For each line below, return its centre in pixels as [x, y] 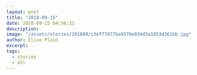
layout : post [23, 12]
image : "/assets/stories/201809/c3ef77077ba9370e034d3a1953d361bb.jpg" [99, 34]
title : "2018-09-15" [33, 18]
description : [23, 29]
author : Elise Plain [33, 40]
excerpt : [17, 46]
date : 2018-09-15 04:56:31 [40, 23]
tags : [13, 51]
